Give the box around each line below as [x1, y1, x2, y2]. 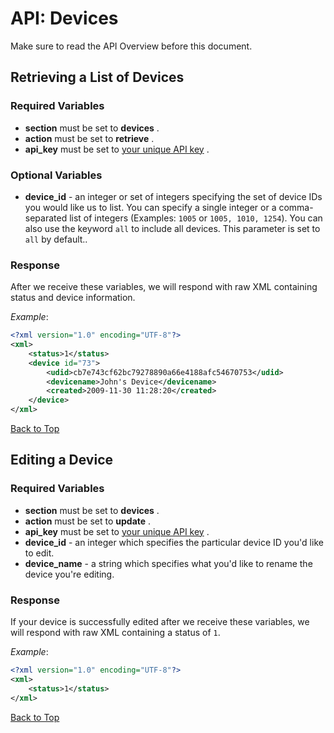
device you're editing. [24, 568, 115, 580]
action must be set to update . [24, 515, 152, 527]
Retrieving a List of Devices [10, 69, 185, 86]
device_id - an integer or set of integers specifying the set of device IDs [24, 190, 323, 202]
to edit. [24, 547, 55, 559]
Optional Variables [10, 168, 103, 182]
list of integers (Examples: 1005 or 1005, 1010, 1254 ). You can [69, 212, 323, 224]
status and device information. [10, 292, 136, 304]
